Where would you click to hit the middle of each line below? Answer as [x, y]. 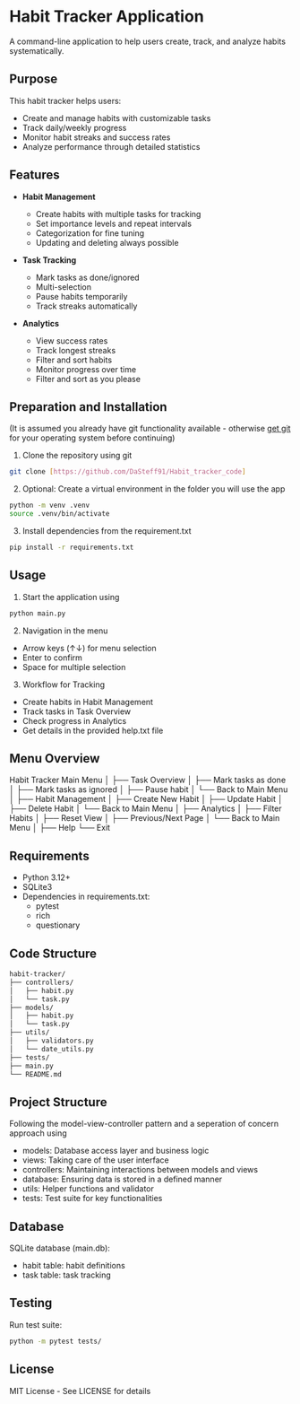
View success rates [72, 340]
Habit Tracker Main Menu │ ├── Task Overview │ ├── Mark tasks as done [148, 780]
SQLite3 [37, 887]
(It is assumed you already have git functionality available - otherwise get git [150, 429]
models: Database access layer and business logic [116, 1151]
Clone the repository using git [77, 456]
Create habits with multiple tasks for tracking [118, 214]
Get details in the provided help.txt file [93, 730]
